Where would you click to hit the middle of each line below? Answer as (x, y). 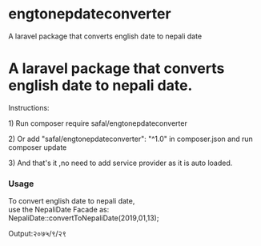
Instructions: (29, 107)
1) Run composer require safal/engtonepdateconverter (98, 123)
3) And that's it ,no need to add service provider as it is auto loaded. (120, 163)
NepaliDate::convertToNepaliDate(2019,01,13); (84, 218)
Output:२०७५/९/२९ (37, 234)
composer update (38, 147)
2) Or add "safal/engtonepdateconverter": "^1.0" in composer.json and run (131, 139)
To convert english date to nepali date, (72, 201)
